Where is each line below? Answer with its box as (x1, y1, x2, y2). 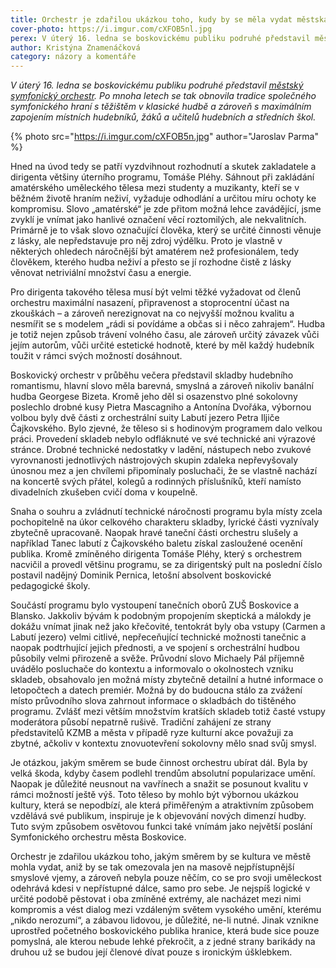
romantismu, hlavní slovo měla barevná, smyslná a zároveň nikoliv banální (10, 380, 314, 392)
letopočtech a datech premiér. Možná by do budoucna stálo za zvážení (10, 684, 303, 696)
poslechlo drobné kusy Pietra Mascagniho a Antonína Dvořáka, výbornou (10, 401, 312, 413)
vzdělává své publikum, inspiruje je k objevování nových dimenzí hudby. (10, 810, 307, 822)
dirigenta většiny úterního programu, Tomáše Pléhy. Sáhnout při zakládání (10, 171, 315, 183)
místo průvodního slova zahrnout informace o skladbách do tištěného (10, 695, 297, 707)
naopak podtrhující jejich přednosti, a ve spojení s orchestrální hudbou (10, 642, 300, 654)
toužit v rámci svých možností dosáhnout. (10, 350, 183, 362)
